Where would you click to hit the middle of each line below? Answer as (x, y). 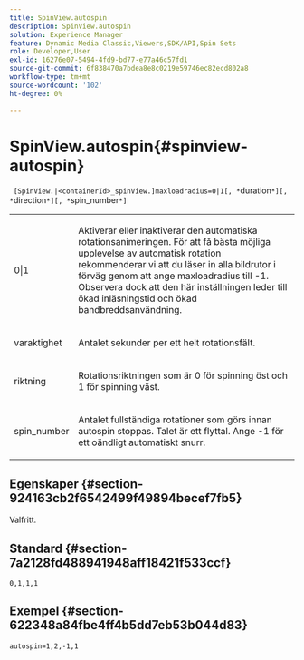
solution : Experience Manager (66, 34)
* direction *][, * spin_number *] (68, 200)
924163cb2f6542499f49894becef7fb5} (126, 498)
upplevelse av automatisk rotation (150, 253)
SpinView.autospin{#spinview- (129, 146)
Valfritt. (23, 520)
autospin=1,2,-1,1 (44, 646)
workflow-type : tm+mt (50, 77)
